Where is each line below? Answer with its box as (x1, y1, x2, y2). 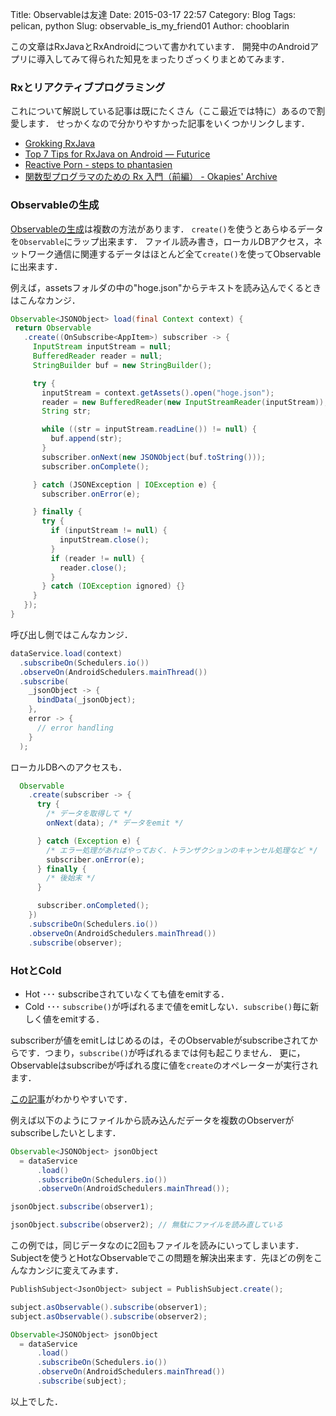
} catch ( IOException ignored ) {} (41, 581, 186, 592)
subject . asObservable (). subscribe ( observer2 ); (10, 1311, 208, 1322)
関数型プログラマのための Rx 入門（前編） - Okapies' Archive (24, 171, 278, 183)
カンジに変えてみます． (27, 1264, 124, 1277)
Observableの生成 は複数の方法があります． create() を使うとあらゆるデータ (10, 223, 324, 235)
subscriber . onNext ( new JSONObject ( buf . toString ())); (41, 452, 267, 462)
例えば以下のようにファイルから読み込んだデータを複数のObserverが (10, 1114, 295, 1126)
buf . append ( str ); (50, 434, 123, 444)
